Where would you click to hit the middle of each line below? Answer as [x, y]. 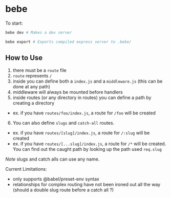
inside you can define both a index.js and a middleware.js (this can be [88, 81]
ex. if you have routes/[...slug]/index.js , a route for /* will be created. [89, 144]
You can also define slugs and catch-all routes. [63, 123]
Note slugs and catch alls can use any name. [52, 159]
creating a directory [34, 103]
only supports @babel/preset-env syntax [56, 179]
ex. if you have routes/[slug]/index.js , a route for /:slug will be [81, 133]
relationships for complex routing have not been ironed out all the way [87, 184]
